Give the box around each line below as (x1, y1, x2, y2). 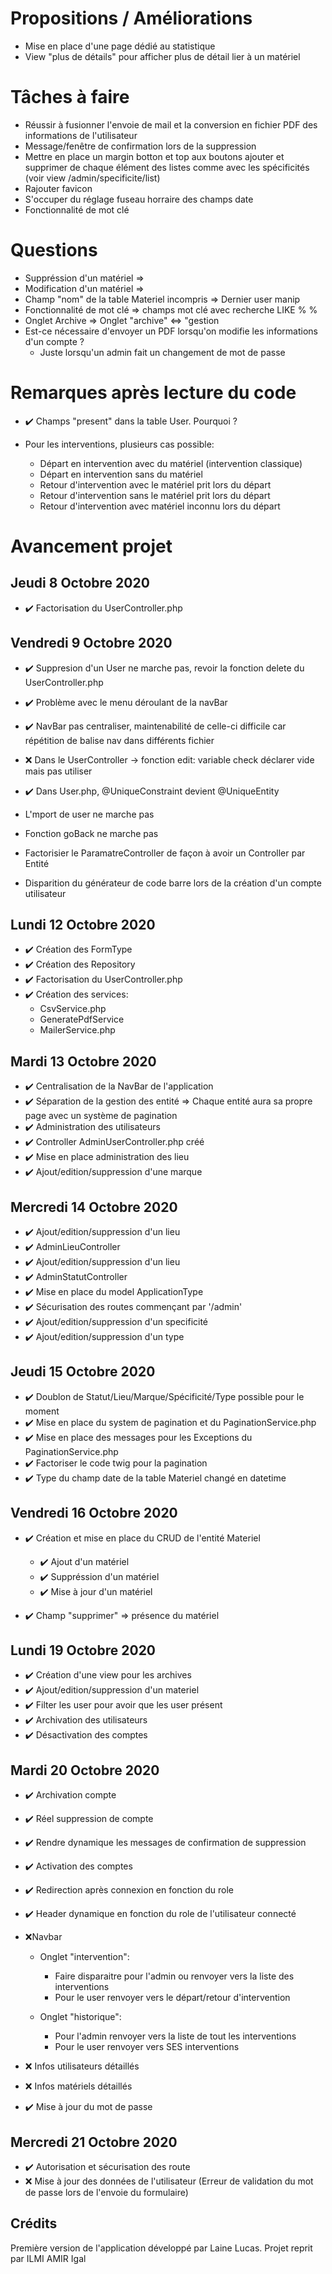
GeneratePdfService (39, 1013, 125, 1026)
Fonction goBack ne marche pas (24, 827, 159, 839)
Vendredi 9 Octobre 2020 (10, 635, 173, 652)
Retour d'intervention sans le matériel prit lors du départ (39, 489, 271, 501)
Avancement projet (10, 535, 173, 557)
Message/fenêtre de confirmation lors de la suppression (24, 140, 257, 152)
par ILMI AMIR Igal (10, 2252, 87, 2264)
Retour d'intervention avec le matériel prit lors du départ (39, 478, 272, 491)
